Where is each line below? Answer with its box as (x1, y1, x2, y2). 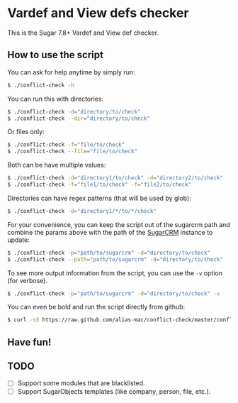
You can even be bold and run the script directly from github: (7, 303, 186, 311)
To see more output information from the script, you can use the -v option (7, 268, 223, 277)
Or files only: (7, 128, 45, 136)
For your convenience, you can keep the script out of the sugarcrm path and (7, 220, 230, 228)
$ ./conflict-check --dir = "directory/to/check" (7, 115, 151, 122)
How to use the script (7, 49, 104, 61)
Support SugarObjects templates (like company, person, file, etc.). (17, 387, 211, 395)
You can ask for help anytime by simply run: (7, 67, 136, 76)
